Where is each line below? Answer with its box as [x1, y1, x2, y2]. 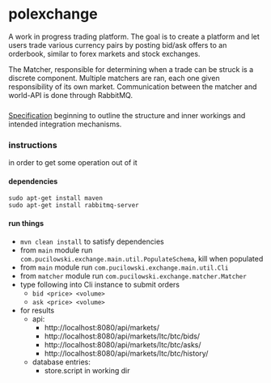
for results [19, 305, 55, 315]
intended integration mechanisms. [8, 119, 122, 129]
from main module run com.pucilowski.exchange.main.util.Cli [19, 262, 229, 272]
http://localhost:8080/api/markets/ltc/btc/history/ [44, 348, 209, 358]
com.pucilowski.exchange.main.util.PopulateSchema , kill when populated [19, 253, 264, 263]
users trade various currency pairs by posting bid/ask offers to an [8, 40, 227, 49]
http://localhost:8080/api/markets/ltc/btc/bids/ [44, 331, 201, 341]
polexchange [8, 5, 99, 23]
